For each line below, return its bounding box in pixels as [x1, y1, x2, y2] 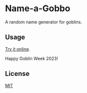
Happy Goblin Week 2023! [5, 56, 58, 61]
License [5, 70, 30, 78]
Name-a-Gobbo [5, 3, 70, 14]
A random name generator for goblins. [5, 19, 82, 25]
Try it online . [5, 46, 30, 52]
